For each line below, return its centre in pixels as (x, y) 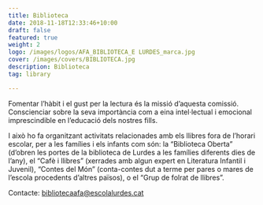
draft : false (30, 30)
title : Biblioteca (38, 15)
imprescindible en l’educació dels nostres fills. (83, 120)
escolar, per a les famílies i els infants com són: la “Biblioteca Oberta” (120, 143)
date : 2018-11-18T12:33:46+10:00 (63, 23)
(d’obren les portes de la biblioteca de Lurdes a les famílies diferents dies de (132, 152)
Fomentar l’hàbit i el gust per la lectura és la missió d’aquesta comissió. (124, 103)
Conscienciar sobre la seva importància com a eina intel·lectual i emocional (130, 112)
